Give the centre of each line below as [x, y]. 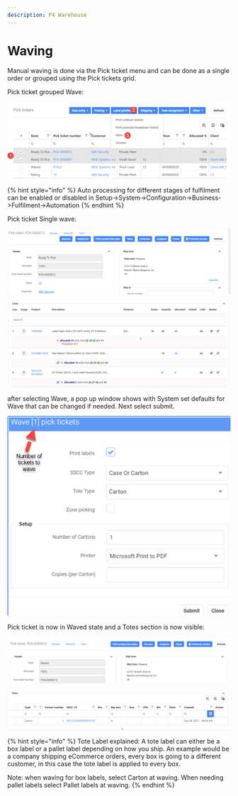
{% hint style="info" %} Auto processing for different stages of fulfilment [114, 190]
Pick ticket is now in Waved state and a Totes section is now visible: [106, 627]
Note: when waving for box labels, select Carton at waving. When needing [115, 778]
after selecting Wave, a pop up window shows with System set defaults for [116, 398]
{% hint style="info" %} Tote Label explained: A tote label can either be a [114, 741]
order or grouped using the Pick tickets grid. [72, 78]
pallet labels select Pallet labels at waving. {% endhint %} [91, 785]
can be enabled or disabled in [51, 198]
